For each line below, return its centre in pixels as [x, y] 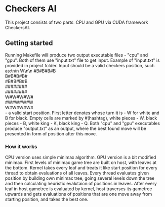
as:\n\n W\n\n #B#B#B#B [31, 71]
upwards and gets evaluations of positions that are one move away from [79, 194]
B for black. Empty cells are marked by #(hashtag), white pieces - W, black [81, 118]
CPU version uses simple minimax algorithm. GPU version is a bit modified [81, 157]
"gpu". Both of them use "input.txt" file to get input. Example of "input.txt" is [82, 60]
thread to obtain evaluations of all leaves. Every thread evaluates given [77, 173]
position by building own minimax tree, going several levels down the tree [80, 178]
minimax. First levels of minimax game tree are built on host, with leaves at [81, 163]
